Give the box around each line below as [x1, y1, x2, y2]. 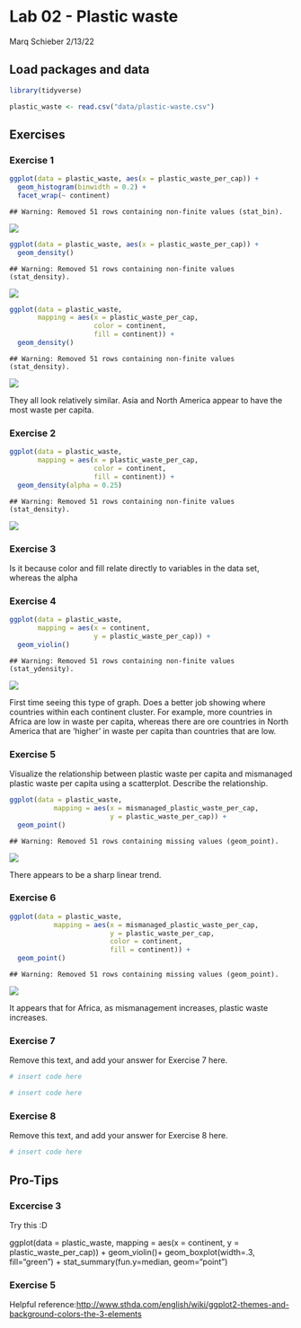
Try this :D [9, 1219, 48, 1230]
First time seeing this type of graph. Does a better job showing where [9, 696, 266, 707]
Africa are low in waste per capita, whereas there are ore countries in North [9, 716, 289, 727]
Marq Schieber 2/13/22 [9, 36, 94, 47]
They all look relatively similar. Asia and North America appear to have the [9, 394, 283, 405]
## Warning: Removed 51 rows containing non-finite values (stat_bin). [9, 207, 283, 217]
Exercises [9, 127, 66, 142]
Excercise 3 [9, 1200, 62, 1212]
